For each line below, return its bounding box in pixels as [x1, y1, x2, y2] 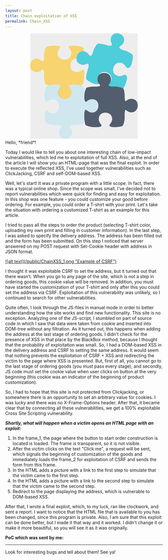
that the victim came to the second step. [12, 483, 96, 489]
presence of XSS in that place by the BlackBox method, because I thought [5, 337, 157, 343]
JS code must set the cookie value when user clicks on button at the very [5, 369, 156, 375]
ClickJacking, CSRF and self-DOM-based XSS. [5, 171, 101, 177]
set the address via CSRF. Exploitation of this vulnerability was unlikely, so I [5, 289, 160, 296]
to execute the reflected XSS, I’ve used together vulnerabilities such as [5, 165, 151, 171]
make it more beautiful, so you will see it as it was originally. [5, 525, 128, 531]
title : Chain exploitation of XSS [5, 13, 77, 19]
